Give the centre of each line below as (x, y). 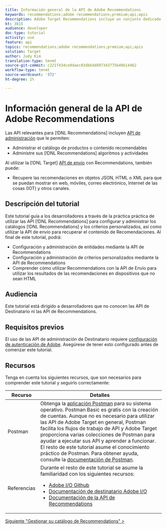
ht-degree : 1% (20, 79)
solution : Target (23, 51)
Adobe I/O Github (69, 485)
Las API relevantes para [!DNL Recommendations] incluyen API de (73, 133)
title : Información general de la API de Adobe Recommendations (73, 10)
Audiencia (21, 294)
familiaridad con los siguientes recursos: (87, 474)
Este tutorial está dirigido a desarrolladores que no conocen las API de (77, 306)
